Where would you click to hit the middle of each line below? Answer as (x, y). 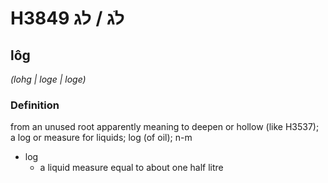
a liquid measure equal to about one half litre (131, 168)
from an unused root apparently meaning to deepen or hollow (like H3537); (165, 127)
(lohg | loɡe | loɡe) (48, 79)
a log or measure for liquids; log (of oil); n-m (101, 138)
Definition (35, 105)
